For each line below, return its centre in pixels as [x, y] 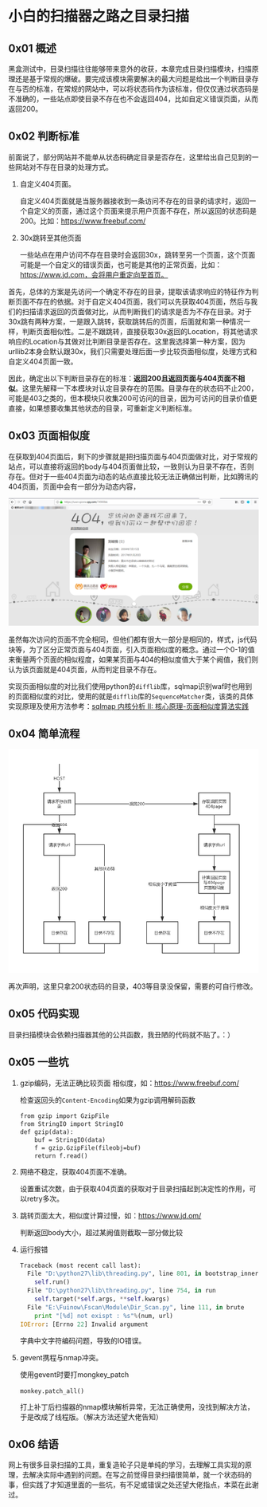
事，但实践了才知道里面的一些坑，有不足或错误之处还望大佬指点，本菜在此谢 [133, 1485]
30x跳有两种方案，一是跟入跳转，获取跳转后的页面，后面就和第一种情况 [126, 321]
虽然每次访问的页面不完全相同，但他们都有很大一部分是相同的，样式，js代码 [133, 639]
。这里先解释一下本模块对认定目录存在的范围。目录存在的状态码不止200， [137, 388]
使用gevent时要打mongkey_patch [74, 1374]
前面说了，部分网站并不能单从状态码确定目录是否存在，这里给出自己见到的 [130, 157]
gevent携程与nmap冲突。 [61, 1357]
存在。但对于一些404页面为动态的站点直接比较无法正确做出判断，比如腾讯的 [133, 476]
